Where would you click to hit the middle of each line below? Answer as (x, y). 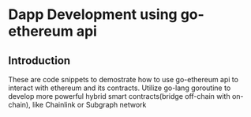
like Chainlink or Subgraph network (89, 105)
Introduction (39, 60)
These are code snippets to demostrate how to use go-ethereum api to (124, 79)
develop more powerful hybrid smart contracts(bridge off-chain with (119, 96)
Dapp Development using (93, 15)
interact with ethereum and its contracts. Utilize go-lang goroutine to (120, 88)
